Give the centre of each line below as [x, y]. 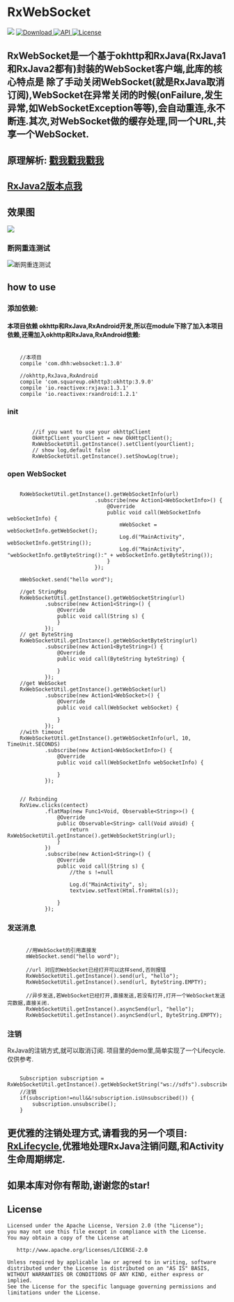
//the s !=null [91, 873]
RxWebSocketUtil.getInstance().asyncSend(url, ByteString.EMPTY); [124, 1015]
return [79, 830]
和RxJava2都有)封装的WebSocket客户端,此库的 [110, 69]
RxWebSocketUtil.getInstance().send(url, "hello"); [102, 976]
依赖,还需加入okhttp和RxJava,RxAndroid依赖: [74, 335]
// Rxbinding [39, 799]
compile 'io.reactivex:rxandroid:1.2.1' [79, 394]
